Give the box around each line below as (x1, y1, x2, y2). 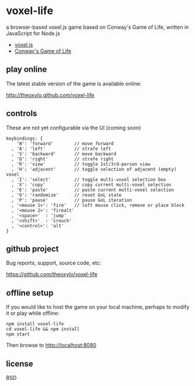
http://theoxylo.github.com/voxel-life (6, 91, 95, 98)
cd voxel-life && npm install (6, 326, 80, 333)
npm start (6, 331, 30, 337)
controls (6, 109, 37, 119)
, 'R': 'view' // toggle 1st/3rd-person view (11, 161, 150, 167)
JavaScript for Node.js (6, 29, 60, 36)
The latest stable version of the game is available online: (6, 80, 142, 87)
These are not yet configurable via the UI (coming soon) (6, 124, 142, 131)
